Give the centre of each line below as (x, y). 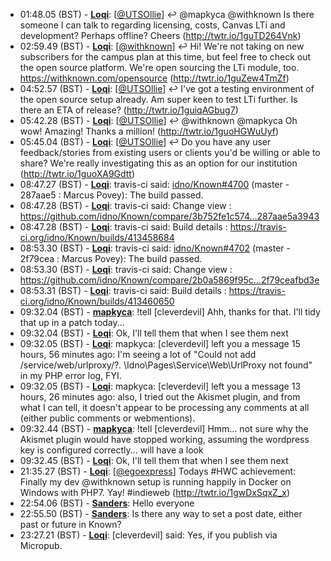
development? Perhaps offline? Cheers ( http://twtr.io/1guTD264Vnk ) (160, 35)
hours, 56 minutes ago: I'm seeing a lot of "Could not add (138, 354)
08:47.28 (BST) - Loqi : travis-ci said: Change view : (125, 205)
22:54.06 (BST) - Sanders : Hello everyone (107, 503)
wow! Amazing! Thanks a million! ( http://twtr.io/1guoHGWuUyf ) (149, 131)
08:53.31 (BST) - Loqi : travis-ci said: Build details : (123, 290)
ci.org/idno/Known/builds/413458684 (97, 237)
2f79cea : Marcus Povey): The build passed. (111, 258)
